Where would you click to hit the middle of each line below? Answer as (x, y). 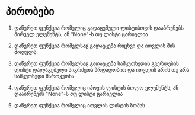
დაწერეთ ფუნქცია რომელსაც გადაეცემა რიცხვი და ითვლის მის (95, 46)
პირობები (30, 12)
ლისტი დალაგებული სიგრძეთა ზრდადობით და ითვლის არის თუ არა (102, 69)
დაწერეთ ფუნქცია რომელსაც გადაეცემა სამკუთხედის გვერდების (96, 63)
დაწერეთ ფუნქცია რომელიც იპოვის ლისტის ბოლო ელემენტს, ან (96, 87)
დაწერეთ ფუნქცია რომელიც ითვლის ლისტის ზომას (80, 105)
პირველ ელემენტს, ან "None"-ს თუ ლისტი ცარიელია (81, 34)
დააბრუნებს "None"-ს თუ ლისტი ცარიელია (68, 94)
